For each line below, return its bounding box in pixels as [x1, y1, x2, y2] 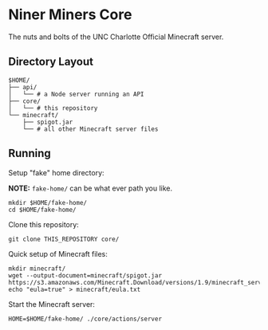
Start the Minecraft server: [8, 299, 96, 308]
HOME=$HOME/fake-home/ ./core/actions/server [8, 315, 162, 323]
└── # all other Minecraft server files [22, 125, 159, 133]
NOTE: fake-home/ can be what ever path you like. [8, 183, 173, 193]
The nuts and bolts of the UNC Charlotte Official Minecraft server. [8, 32, 224, 41]
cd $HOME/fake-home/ [8, 206, 77, 214]
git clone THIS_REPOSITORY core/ [8, 235, 120, 243]
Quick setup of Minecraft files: [8, 249, 108, 258]
